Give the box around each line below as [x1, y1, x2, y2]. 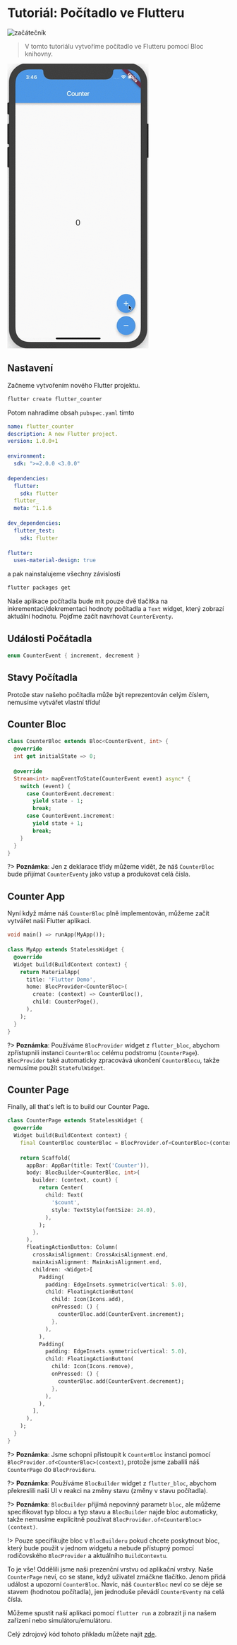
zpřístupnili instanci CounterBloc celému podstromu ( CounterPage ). [7, 1048, 200, 1057]
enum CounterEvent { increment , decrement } [7, 652, 140, 659]
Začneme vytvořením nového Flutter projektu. [7, 381, 140, 389]
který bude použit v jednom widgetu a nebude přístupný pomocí [7, 1543, 194, 1552]
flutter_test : [13, 527, 55, 534]
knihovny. [24, 49, 53, 58]
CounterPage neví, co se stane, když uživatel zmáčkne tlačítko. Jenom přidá [7, 1572, 226, 1581]
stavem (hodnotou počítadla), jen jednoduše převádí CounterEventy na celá [7, 1587, 224, 1596]
